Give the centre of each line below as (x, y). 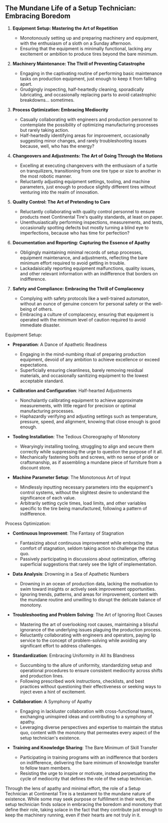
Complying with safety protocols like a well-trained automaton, (85, 298)
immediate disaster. (40, 325)
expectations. (34, 365)
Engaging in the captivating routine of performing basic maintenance (91, 73)
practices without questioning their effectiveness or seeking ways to (91, 686)
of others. (43, 309)
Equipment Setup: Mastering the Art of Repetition (65, 28)
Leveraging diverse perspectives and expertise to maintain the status (91, 727)
